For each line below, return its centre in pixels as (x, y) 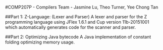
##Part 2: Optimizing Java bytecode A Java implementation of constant (78, 37)
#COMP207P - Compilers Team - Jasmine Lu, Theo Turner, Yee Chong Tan (82, 7)
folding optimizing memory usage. (40, 42)
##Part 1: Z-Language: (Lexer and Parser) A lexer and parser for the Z (76, 17)
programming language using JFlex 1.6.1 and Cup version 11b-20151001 (77, 22)
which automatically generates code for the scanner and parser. (71, 27)
